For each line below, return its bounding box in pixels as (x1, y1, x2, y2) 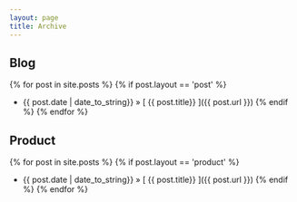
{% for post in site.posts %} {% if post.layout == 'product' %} (9, 157, 240, 168)
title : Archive (9, 22, 67, 31)
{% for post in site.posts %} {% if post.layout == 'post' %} (9, 79, 227, 91)
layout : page (9, 13, 59, 23)
